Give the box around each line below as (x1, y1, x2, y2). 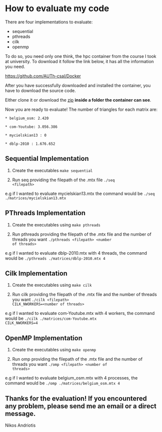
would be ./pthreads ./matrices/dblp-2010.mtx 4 (5, 255, 106, 261)
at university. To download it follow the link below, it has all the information (5, 58, 154, 64)
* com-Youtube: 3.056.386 (5, 124, 57, 129)
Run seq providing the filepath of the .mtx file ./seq (12, 177, 115, 183)
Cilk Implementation (5, 269, 68, 277)
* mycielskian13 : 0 (5, 133, 47, 138)
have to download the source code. (5, 87, 76, 93)
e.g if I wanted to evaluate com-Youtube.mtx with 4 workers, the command (5, 311, 155, 316)
